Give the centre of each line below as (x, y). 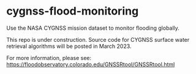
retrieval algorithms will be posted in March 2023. (69, 46)
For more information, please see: (49, 58)
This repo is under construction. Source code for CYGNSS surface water (98, 39)
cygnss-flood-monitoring (73, 11)
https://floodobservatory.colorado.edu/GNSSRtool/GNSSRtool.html (91, 64)
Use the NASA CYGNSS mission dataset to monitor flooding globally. (93, 28)
